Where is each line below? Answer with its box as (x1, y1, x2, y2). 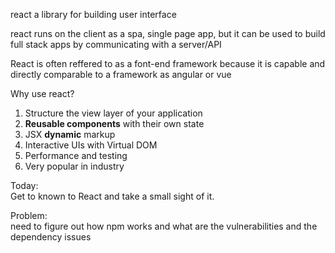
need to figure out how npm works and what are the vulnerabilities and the (10, 220, 318, 232)
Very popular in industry (24, 160, 125, 172)
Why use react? (10, 88, 75, 99)
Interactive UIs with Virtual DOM (24, 139, 158, 151)
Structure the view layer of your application (24, 107, 203, 119)
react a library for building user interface (10, 9, 177, 20)
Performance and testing (24, 150, 128, 161)
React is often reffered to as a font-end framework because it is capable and (10, 58, 326, 69)
